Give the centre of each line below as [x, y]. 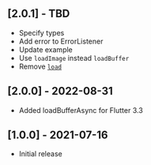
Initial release [40, 154]
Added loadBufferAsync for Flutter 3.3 [81, 110]
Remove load [40, 66]
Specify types [42, 32]
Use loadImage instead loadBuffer [74, 58]
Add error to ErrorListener [61, 41]
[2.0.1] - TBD [39, 14]
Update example [45, 49]
